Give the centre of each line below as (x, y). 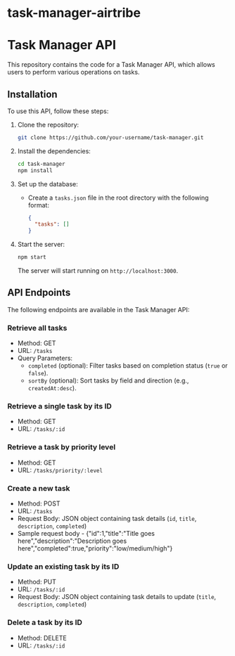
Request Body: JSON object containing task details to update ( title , (117, 597)
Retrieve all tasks (37, 328)
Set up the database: (48, 184)
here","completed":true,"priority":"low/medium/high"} (95, 548)
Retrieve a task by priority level (62, 447)
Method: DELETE (42, 638)
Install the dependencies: (54, 151)
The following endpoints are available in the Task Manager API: (99, 309)
